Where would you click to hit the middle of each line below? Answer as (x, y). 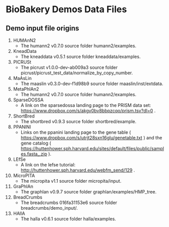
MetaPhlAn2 (26, 89)
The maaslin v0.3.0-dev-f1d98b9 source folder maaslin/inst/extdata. (92, 83)
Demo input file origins (42, 28)
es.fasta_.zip (34, 154)
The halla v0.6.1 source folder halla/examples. (68, 219)
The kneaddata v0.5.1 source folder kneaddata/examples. (81, 56)
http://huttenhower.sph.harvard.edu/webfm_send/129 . (78, 170)
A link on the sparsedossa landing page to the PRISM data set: (86, 105)
